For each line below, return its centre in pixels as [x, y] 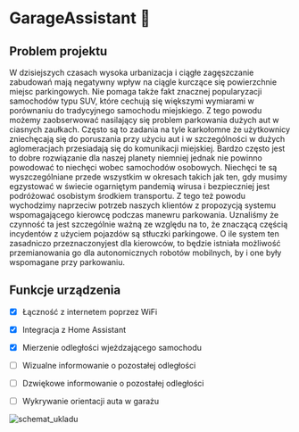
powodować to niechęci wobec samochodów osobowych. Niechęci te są [143, 167]
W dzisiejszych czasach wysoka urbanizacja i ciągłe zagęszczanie [132, 72]
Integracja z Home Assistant [74, 329]
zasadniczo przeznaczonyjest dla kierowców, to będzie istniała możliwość [145, 243]
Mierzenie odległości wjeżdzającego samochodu [112, 347]
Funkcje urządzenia [65, 291]
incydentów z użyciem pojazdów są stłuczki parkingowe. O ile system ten [144, 234]
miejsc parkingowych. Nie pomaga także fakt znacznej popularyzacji [136, 91]
